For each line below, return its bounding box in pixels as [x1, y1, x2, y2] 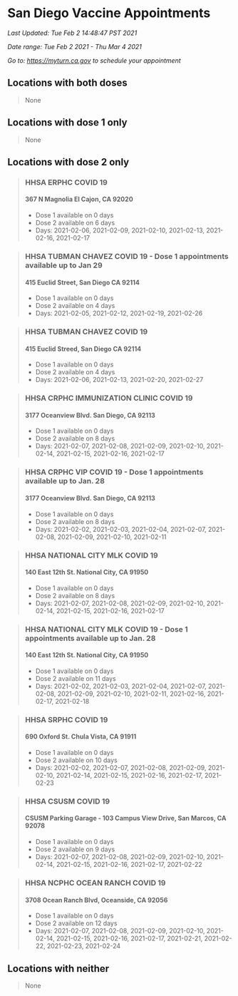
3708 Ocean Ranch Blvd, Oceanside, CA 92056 [24, 895, 168, 904]
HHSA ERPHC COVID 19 [24, 177, 108, 187]
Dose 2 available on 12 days [35, 919, 118, 928]
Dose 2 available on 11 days [35, 674, 116, 682]
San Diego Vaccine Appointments [7, 5, 211, 21]
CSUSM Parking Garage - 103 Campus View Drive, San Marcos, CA [24, 814, 227, 823]
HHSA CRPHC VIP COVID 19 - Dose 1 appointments [24, 467, 204, 477]
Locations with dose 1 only [7, 116, 128, 129]
